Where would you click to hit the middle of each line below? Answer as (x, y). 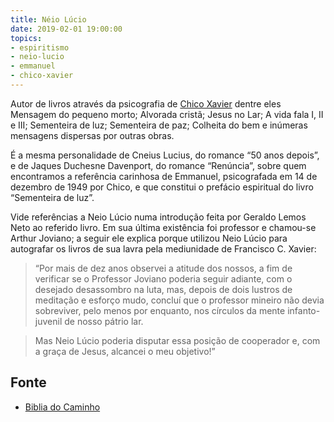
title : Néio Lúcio (48, 19)
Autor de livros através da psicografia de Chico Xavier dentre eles (146, 103)
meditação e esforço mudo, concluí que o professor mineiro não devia (179, 300)
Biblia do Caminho (62, 407)
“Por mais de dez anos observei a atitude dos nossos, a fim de (163, 268)
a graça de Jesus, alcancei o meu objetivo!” (125, 351)
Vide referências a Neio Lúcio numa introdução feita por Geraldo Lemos (158, 217)
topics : (26, 38)
